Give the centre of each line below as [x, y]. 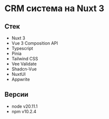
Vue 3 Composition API [35, 43]
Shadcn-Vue [24, 69]
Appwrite [21, 79]
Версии [16, 94]
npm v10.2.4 [24, 111]
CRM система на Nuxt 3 [54, 8]
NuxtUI [19, 74]
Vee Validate [24, 64]
